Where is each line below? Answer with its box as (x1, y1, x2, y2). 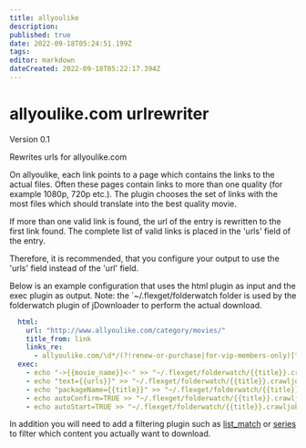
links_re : (25, 343, 64, 352)
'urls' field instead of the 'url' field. (9, 262, 139, 274)
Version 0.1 (9, 133, 50, 144)
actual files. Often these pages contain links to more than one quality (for (9, 179, 283, 190)
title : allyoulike (9, 13, 79, 23)
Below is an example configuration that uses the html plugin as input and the (9, 280, 296, 291)
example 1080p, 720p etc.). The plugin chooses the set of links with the (9, 188, 278, 199)
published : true (9, 30, 71, 39)
